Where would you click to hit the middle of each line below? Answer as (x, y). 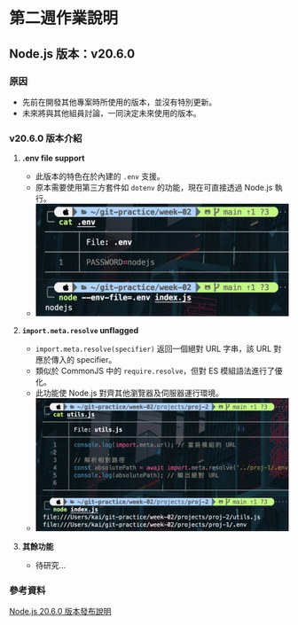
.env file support (53, 158)
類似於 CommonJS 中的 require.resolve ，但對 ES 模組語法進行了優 (159, 371)
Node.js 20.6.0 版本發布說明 (60, 612)
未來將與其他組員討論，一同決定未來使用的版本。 (111, 113)
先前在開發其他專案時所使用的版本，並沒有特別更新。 (119, 102)
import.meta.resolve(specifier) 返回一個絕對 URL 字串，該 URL (153, 348)
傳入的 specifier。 (84, 359)
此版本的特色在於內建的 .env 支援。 (100, 176)
